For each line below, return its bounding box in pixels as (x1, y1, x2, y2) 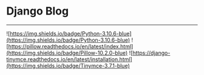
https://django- (132, 49, 171, 56)
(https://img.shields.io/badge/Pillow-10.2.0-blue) (6, 49, 128, 56)
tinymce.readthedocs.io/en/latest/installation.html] (6, 56, 132, 63)
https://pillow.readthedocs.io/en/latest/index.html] (8, 42, 134, 50)
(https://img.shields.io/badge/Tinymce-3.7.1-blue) (6, 62, 130, 69)
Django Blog (6, 4, 69, 18)
